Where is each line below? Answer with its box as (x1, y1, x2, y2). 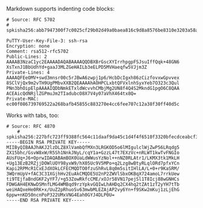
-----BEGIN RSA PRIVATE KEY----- (6, 139, 91, 145)
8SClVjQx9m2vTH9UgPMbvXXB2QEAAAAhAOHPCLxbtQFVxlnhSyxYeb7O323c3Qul (6, 80, 180, 86)
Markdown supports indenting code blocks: (6, 5, 115, 12)
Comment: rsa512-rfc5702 (6, 48, 69, 54)
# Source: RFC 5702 (6, 17, 56, 23)
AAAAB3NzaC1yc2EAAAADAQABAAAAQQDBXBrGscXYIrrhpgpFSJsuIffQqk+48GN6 (6, 59, 180, 65)
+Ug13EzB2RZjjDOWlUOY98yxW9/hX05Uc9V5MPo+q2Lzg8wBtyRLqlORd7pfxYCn (6, 160, 180, 166)
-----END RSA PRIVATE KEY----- (6, 197, 85, 203)
